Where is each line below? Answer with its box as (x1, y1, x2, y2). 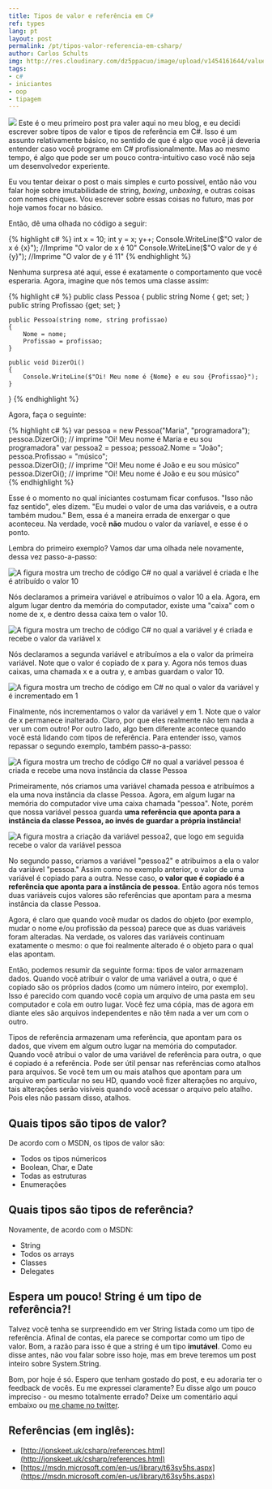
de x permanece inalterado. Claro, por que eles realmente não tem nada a (8, 715, 255, 725)
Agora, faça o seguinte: (8, 410, 87, 420)
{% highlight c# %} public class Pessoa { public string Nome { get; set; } (8, 291, 249, 301)
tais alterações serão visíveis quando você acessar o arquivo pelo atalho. (8, 1085, 253, 1094)
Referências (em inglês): (8, 1424, 135, 1438)
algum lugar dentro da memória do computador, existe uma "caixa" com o (8, 601, 255, 611)
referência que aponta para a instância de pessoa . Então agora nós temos (8, 882, 259, 891)
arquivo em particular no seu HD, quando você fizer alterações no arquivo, (8, 1076, 257, 1085)
